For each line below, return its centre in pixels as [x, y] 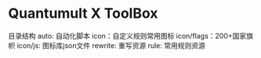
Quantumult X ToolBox [83, 14]
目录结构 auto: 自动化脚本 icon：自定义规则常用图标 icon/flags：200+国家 [127, 36]
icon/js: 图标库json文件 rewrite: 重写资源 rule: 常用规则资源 [111, 45]
